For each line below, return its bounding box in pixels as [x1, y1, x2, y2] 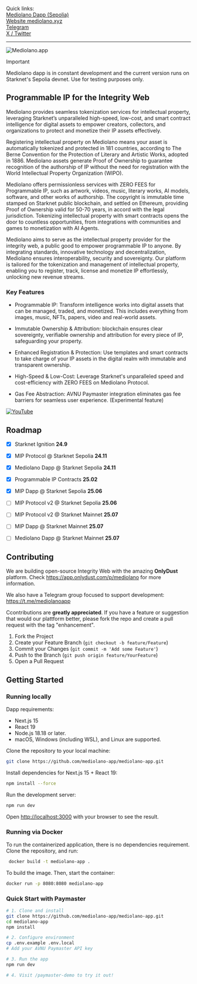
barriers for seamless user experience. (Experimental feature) [14, 397, 164, 404]
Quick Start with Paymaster [6, 894, 86, 902]
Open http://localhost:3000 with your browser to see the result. [6, 813, 159, 820]
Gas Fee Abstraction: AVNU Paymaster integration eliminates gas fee [14, 390, 181, 398]
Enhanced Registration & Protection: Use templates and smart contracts [14, 349, 188, 356]
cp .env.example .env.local [6, 940, 75, 946]
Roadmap [6, 425, 42, 435]
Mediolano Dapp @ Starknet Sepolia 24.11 [14, 464, 116, 471]
